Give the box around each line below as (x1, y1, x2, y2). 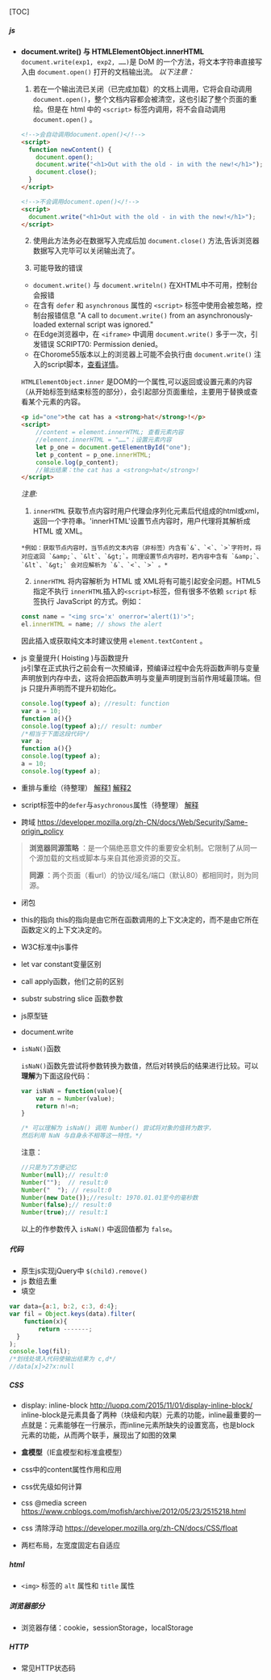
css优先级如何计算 (20, 1482, 83, 1492)
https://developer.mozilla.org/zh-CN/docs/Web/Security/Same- (36, 817, 248, 827)
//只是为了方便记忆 (20, 1163, 77, 1171)
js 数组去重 (20, 1277, 57, 1286)
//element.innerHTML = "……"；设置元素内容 (35, 436, 172, 444)
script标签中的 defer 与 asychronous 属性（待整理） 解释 (20, 800, 199, 809)
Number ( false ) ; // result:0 (20, 1201, 112, 1209)
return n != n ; (35, 1102, 80, 1110)
